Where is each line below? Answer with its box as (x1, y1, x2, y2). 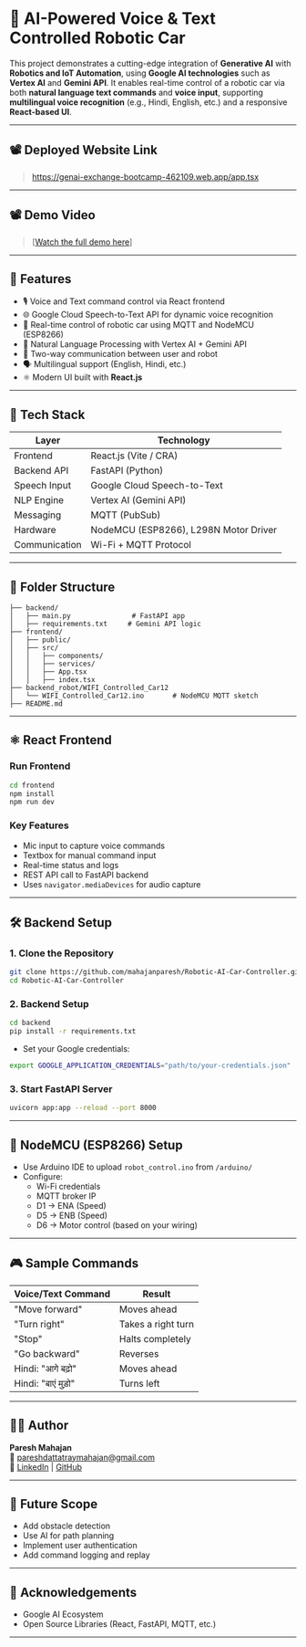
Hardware (14, 524, 56, 537)
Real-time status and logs (22, 859, 119, 870)
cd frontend (9, 781, 55, 790)
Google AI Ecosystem (22, 1609, 104, 1620)
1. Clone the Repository (9, 947, 114, 960)
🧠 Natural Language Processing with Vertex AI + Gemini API (22, 339, 248, 350)
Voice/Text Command (14, 1287, 111, 1300)
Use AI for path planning (22, 1530, 115, 1541)
